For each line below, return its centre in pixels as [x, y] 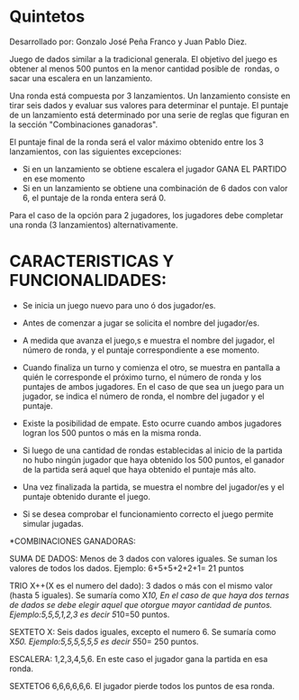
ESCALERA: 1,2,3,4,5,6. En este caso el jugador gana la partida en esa [139, 659]
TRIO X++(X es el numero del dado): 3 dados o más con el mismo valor [141, 585]
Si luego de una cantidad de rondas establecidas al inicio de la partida [152, 450]
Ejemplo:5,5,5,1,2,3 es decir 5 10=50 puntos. [90, 614]
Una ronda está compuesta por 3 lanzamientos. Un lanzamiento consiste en [150, 96]
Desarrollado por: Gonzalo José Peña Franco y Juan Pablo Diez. [128, 41]
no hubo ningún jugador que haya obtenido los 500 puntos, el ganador [154, 460]
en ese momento [54, 179]
